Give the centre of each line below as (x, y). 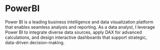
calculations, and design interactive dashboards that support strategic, (76, 37)
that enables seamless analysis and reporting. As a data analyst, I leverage (80, 27)
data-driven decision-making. (35, 42)
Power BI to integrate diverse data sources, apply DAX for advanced (74, 32)
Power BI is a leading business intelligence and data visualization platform (79, 22)
